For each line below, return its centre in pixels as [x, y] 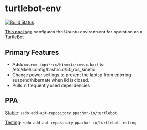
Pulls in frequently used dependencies [51, 85]
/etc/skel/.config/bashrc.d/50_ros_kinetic [54, 69]
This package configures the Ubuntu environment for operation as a [74, 32]
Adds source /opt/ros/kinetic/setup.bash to [58, 64]
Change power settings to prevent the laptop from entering [72, 75]
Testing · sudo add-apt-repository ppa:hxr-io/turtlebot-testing [71, 122]
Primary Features [32, 52]
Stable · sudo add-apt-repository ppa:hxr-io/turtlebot [61, 113]
